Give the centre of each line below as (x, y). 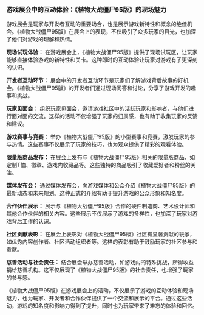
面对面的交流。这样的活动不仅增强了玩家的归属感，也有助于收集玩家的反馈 (104, 116)
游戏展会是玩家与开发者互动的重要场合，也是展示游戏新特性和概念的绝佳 (97, 24)
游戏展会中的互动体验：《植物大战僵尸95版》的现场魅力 (87, 9)
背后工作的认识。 (33, 221)
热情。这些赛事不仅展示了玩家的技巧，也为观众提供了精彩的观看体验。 (99, 144)
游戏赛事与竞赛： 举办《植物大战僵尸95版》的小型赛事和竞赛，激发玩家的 (98, 137)
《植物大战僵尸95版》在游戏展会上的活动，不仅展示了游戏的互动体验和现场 (100, 291)
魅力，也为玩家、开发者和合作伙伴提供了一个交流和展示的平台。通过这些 (97, 298)
